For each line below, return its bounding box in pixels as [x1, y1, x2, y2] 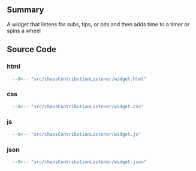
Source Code [7, 44, 56, 54]
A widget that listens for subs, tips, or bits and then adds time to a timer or [7, 20, 190, 28]
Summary [7, 5, 44, 15]
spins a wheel [7, 27, 41, 34]
